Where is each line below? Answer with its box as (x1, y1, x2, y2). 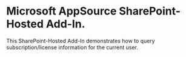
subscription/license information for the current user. (6, 44, 138, 51)
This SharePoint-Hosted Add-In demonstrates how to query (6, 37, 156, 44)
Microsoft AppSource (6, 4, 117, 18)
